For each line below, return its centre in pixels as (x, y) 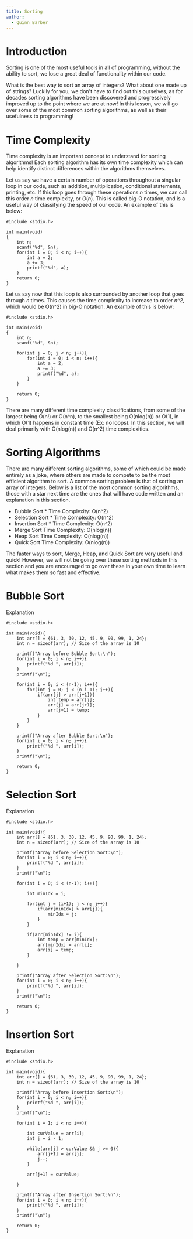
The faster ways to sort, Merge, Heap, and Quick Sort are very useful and (94, 554)
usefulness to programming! (40, 116)
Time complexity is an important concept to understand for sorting (86, 156)
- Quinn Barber (30, 22)
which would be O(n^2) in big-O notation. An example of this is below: (90, 307)
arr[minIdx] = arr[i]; (65, 945)
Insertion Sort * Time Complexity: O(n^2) (63, 524)
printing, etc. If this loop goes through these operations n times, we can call (97, 192)
